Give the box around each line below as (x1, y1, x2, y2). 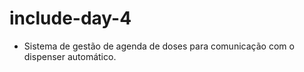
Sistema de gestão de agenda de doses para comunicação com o (23, 40, 295, 52)
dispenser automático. (23, 50, 117, 62)
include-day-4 (9, 7, 132, 30)
